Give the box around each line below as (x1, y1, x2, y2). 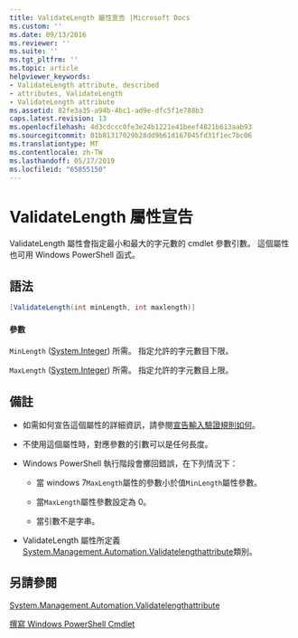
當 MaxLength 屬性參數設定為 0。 (35, 497, 152, 508)
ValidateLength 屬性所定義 (22, 535, 121, 546)
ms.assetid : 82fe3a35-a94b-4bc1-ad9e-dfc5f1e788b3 (9, 106, 204, 115)
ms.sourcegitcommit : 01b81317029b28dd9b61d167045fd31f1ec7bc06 (9, 131, 253, 140)
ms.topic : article (9, 64, 79, 73)
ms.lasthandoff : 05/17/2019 (9, 156, 116, 166)
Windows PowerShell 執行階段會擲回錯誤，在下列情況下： (22, 458, 238, 469)
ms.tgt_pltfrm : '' (9, 55, 79, 64)
